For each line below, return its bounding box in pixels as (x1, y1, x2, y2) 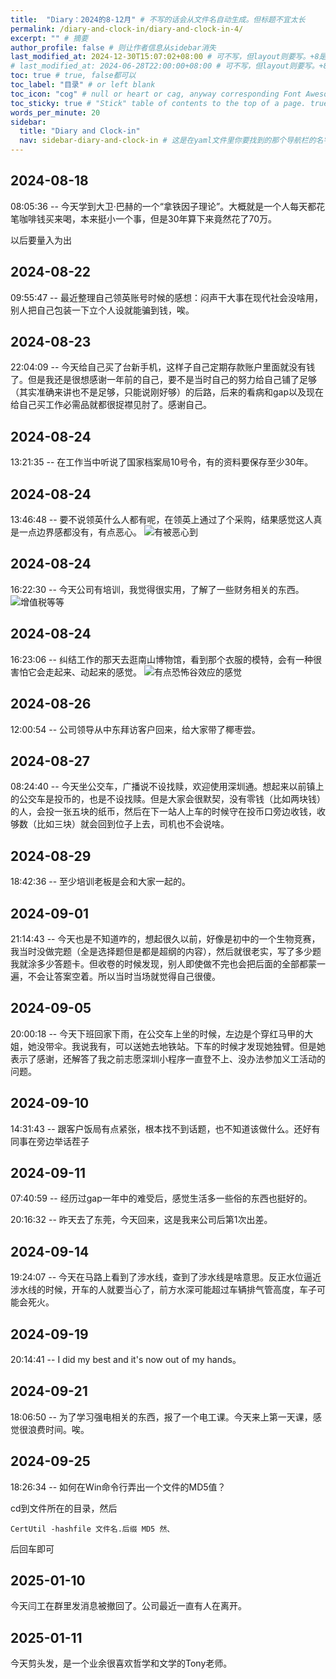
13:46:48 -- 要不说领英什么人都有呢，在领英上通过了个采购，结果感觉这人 (10, 514, 314, 526)
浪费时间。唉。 (27, 1423, 90, 1435)
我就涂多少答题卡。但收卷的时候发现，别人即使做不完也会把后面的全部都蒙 (10, 957, 317, 970)
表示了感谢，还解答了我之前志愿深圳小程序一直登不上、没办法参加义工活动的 (10, 1052, 326, 1065)
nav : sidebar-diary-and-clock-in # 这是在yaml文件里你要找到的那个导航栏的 (19, 136, 317, 146)
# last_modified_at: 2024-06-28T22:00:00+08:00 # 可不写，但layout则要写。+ (10, 61, 324, 71)
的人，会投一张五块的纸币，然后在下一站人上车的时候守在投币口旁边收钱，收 (10, 806, 326, 818)
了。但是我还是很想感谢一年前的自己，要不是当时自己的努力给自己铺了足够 (10, 374, 317, 386)
